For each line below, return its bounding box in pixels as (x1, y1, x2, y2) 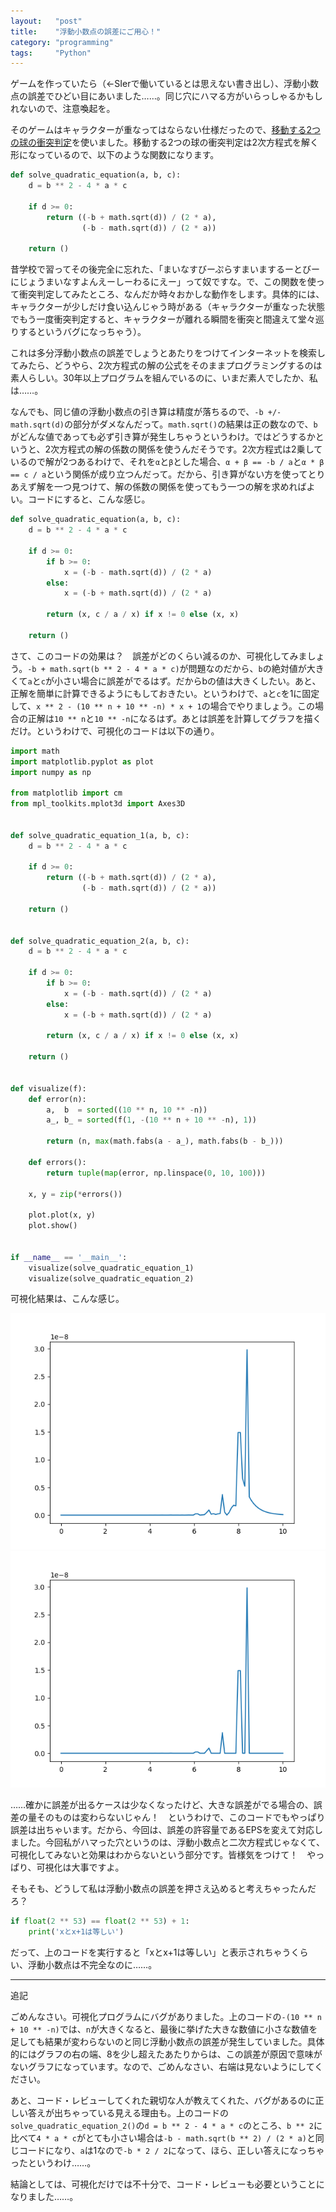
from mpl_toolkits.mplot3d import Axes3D (10, 799, 186, 809)
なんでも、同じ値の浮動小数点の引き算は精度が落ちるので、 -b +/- (10, 406, 282, 418)
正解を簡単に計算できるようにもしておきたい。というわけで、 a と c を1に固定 (10, 687, 320, 699)
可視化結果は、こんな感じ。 (10, 1293, 125, 1305)
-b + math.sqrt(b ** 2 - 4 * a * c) (27, 664, 180, 674)
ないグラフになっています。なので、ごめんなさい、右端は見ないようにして (10, 2061, 315, 2073)
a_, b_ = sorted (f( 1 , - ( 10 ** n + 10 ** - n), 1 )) (46, 1115, 257, 1125)
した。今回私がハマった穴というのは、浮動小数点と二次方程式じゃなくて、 (18, 1836, 325, 1849)
